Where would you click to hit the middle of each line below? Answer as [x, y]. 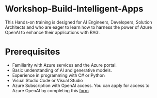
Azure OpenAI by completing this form [50, 90]
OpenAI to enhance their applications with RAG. [53, 32]
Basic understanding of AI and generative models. [62, 70]
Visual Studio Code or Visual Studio [47, 80]
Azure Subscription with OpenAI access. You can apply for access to [81, 86]
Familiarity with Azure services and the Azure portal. [64, 65]
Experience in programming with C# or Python [58, 75]
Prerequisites [33, 52]
